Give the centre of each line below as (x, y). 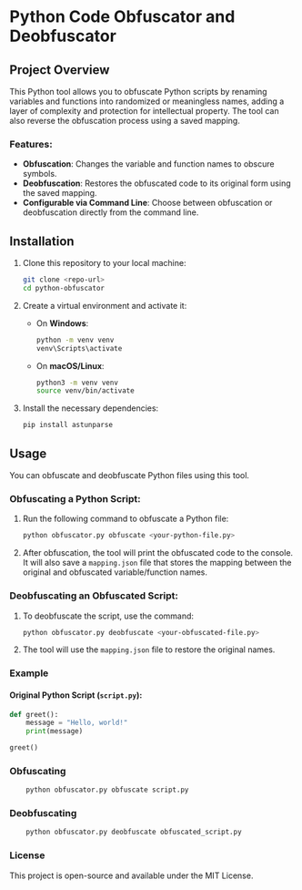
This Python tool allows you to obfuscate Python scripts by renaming (138, 92)
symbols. (40, 174)
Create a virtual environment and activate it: (105, 305)
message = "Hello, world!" (77, 723)
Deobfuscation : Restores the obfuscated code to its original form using (156, 183)
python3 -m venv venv (77, 383)
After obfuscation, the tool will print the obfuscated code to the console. (158, 553)
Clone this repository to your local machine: (104, 263)
